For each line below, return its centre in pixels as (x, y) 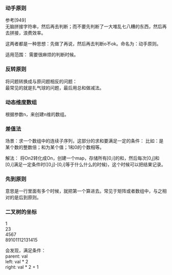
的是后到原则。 (25, 197)
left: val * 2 (17, 261)
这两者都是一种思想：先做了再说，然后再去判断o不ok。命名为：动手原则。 (83, 44)
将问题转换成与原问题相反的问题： (41, 81)
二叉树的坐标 (21, 212)
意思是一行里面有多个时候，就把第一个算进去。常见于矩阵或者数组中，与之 (84, 191)
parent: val (17, 256)
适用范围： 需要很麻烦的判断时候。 (42, 55)
